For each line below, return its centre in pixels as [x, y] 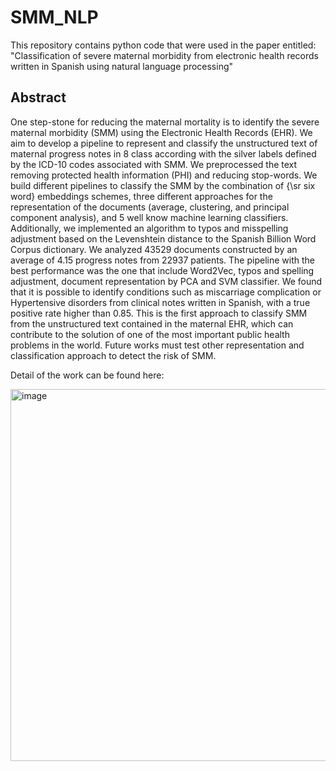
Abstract [38, 97]
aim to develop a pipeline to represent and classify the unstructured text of [164, 143]
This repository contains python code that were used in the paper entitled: [163, 45]
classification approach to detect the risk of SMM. [113, 355]
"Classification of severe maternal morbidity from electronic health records [164, 55]
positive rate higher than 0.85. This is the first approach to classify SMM [159, 313]
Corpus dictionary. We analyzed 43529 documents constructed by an [154, 249]
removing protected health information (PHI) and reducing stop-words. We [164, 175]
